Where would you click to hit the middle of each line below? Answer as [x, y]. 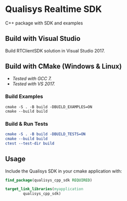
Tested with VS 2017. [34, 84]
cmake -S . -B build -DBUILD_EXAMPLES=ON [49, 107]
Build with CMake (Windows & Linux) [63, 67]
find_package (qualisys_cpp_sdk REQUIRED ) [49, 180]
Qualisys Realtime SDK [54, 9]
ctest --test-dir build [30, 143]
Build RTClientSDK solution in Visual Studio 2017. [55, 50]
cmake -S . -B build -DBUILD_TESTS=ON [45, 134]
